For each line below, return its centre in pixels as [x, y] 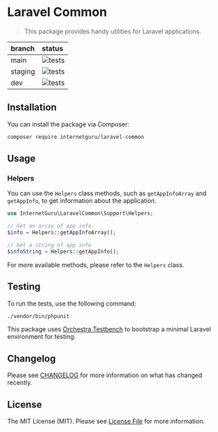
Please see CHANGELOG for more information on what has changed [105, 375]
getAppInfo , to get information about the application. [82, 201]
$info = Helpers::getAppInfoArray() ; [62, 233]
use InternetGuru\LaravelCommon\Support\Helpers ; [81, 214]
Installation [32, 107]
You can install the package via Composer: [68, 124]
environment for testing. [42, 337]
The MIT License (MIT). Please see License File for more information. [106, 421]
